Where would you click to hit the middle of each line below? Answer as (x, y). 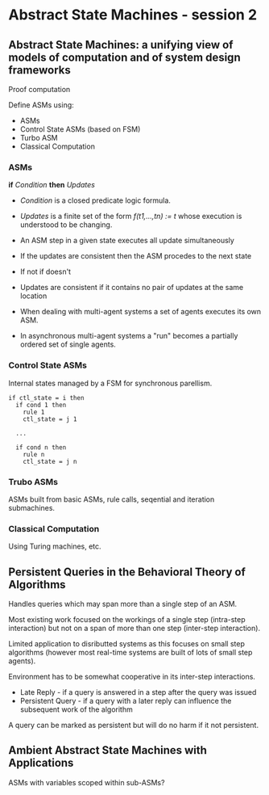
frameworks (39, 70)
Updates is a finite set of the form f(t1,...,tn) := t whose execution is (131, 217)
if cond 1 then (41, 405)
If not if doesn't (45, 271)
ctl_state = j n (50, 461)
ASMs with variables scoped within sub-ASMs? (87, 782)
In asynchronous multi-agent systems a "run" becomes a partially (129, 336)
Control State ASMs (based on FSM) (80, 129)
